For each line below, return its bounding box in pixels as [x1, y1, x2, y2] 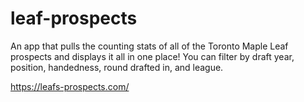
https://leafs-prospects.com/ [10, 80, 130, 92]
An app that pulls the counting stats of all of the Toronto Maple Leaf [10, 40, 289, 52]
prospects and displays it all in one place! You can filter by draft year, [10, 50, 295, 62]
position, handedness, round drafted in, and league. [10, 61, 224, 73]
